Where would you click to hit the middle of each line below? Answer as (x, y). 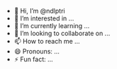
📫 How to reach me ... (47, 41)
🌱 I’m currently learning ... (52, 26)
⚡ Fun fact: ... (33, 59)
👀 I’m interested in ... (44, 18)
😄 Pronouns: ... (37, 51)
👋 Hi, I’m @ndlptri (39, 11)
